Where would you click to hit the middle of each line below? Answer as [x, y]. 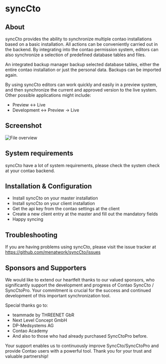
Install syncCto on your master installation [55, 198]
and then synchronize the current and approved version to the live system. [81, 90]
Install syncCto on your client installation [54, 203]
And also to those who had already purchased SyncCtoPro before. [80, 336]
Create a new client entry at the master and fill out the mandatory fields [85, 214]
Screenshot [24, 126]
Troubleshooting [31, 235]
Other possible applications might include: [48, 95]
